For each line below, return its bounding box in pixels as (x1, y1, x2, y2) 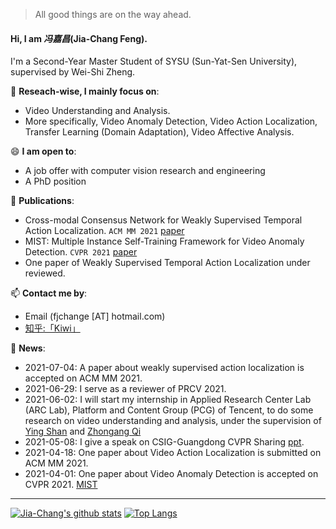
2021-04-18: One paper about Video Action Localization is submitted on (24, 447, 322, 459)
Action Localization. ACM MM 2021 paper (24, 225, 185, 237)
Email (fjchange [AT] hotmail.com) (24, 310, 166, 323)
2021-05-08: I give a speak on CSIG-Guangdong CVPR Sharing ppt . (24, 436, 305, 448)
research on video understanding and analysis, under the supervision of (24, 415, 322, 427)
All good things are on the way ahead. (34, 9, 192, 20)
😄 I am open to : (10, 145, 77, 158)
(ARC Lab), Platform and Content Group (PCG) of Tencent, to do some (24, 404, 314, 416)
